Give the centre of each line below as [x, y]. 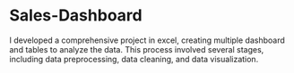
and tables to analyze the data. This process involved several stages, [137, 49]
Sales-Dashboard [76, 16]
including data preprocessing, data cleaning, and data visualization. [134, 59]
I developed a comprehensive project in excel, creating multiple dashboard [147, 40]
